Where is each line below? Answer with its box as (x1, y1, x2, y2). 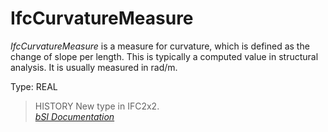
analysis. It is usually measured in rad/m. (10, 61, 178, 73)
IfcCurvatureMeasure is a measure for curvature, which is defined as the (10, 40, 310, 52)
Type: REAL (10, 80, 58, 92)
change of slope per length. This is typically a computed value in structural (10, 50, 319, 62)
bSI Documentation (34, 110, 115, 122)
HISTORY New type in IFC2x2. (34, 100, 160, 112)
